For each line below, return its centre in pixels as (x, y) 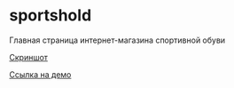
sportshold (51, 16)
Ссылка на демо (40, 74)
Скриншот (29, 57)
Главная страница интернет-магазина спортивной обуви (117, 40)
